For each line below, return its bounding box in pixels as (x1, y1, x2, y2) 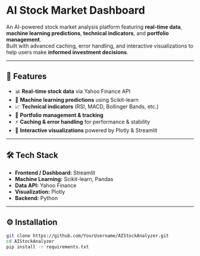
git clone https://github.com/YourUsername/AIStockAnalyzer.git (6, 233, 169, 239)
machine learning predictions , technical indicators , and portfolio (6, 29, 169, 36)
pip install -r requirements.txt (6, 244, 89, 250)
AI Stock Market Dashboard (6, 4, 145, 17)
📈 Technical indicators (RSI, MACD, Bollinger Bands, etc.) (14, 102, 159, 110)
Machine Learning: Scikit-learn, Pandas (14, 175, 114, 182)
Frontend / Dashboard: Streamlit (14, 169, 95, 176)
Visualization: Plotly (14, 188, 65, 195)
